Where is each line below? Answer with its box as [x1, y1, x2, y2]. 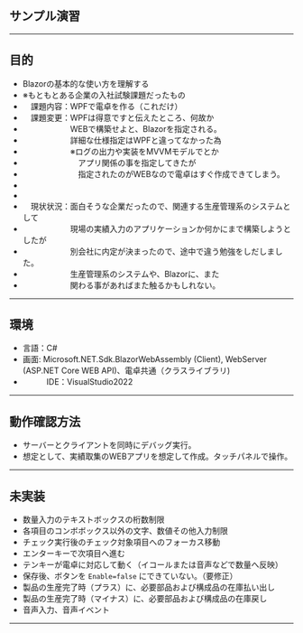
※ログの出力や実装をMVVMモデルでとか [69, 145, 219, 156]
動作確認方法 [9, 414, 81, 429]
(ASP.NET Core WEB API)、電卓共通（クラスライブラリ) [22, 365, 231, 377]
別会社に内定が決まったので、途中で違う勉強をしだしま [69, 246, 275, 256]
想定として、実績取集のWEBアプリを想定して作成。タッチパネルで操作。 [22, 451, 293, 462]
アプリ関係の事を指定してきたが [78, 157, 197, 168]
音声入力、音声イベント [22, 604, 110, 616]
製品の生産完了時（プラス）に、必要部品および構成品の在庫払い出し [22, 582, 276, 593]
